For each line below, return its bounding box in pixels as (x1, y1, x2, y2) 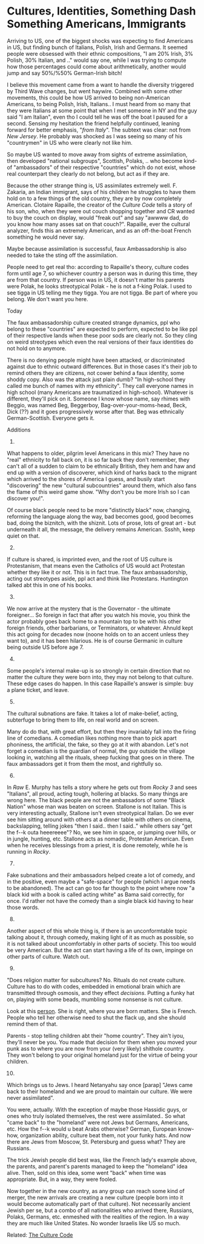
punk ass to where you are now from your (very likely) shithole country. (7, 1045, 185, 1052)
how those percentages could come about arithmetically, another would (7, 62, 186, 70)
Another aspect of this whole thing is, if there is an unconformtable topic (7, 927, 188, 934)
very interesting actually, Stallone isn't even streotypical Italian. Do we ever (7, 809, 194, 816)
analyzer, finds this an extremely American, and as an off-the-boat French (7, 227, 191, 234)
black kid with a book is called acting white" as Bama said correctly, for (7, 891, 185, 898)
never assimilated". (7, 1094, 54, 1101)
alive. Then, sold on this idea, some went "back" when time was (7, 1169, 166, 1176)
